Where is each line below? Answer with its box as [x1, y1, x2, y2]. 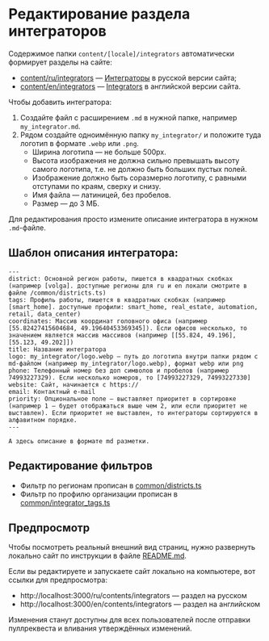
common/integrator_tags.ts [19, 497, 111, 507]
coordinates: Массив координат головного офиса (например [8, 316, 208, 325]
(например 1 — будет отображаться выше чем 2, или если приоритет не [8, 401, 248, 410]
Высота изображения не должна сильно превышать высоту [32, 155, 240, 165]
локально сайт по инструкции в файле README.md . [8, 551, 187, 561]
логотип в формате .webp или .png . [19, 138, 140, 148]
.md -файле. [8, 223, 47, 233]
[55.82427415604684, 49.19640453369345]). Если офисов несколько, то [8, 324, 248, 332]
